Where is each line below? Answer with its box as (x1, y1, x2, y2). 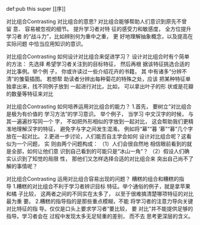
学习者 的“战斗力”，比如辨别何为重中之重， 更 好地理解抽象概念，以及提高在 (6, 33, 193, 40)
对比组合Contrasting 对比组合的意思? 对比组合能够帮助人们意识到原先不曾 (6, 18, 187, 25)
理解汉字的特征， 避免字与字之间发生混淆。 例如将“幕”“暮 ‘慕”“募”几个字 (16, 125, 193, 132)
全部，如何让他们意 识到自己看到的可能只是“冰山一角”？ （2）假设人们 (11, 148, 184, 155)
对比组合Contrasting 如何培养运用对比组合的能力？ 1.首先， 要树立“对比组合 (6, 103, 192, 110)
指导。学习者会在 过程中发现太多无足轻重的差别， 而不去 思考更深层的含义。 (6, 212, 194, 220)
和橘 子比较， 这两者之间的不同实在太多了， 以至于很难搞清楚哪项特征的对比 (6, 190, 194, 197)
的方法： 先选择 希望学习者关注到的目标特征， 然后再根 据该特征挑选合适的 (6, 60, 190, 67)
